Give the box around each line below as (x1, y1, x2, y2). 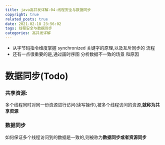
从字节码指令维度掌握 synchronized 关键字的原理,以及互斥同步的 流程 (12, 45, 155, 50)
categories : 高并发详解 (5, 30, 51, 35)
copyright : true (5, 12, 39, 17)
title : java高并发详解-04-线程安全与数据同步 (5, 7, 91, 12)
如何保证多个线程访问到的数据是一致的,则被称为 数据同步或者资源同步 (5, 134, 147, 140)
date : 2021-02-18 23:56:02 (5, 21, 61, 26)
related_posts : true (5, 16, 48, 21)
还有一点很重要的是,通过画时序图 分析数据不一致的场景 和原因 (12, 51, 139, 57)
